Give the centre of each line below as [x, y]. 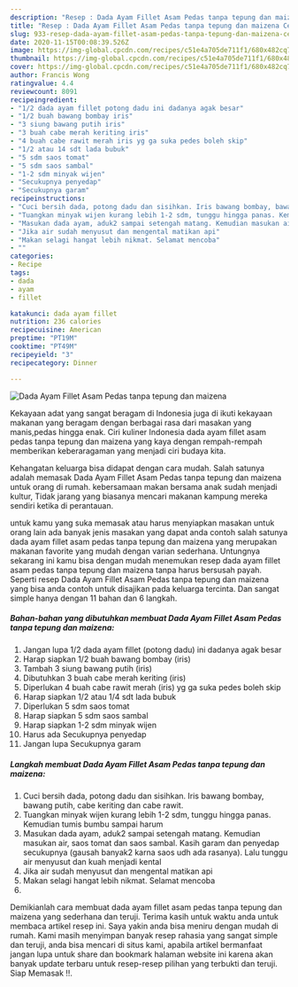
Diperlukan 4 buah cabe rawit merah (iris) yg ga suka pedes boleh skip [152, 688]
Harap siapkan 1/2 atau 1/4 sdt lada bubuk [99, 697]
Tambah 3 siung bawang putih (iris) [88, 669]
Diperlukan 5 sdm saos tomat [76, 706]
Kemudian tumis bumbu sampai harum [93, 824]
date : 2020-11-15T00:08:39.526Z [69, 42]
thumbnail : [30, 58]
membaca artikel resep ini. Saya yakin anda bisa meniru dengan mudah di [144, 926]
